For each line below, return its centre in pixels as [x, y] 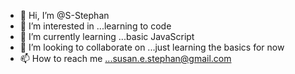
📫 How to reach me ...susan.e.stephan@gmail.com [125, 58]
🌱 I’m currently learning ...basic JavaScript [107, 36]
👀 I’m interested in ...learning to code [95, 26]
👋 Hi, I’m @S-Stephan [64, 15]
